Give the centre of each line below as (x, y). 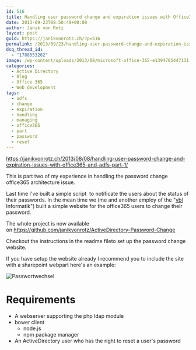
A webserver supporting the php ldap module (69, 316)
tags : (13, 93)
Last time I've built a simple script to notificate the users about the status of (97, 193)
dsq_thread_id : (24, 50)
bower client (29, 322)
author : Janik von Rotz (35, 28)
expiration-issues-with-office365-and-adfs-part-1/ (67, 165)
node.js (32, 328)
